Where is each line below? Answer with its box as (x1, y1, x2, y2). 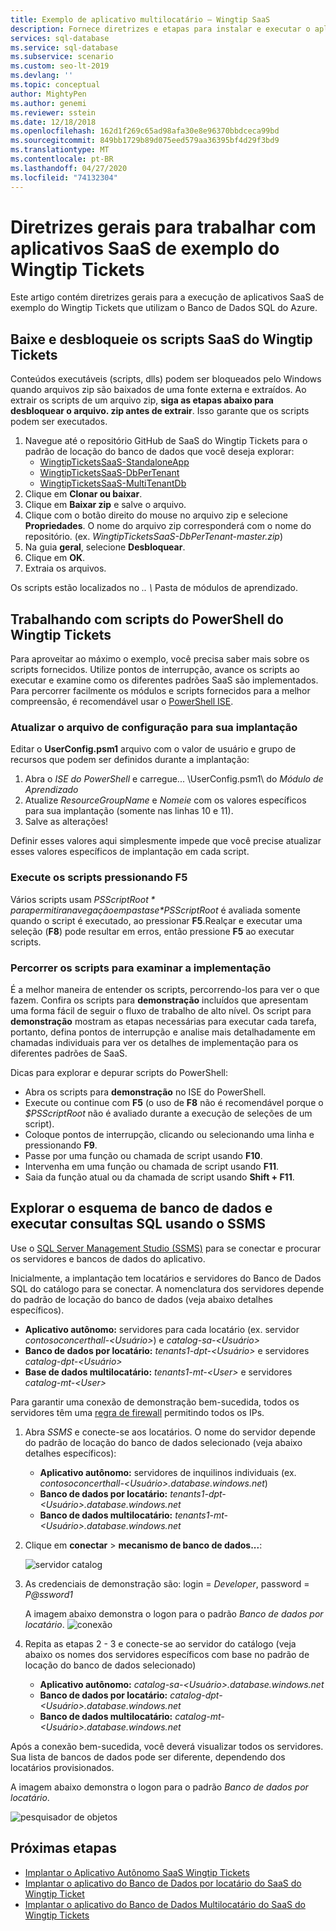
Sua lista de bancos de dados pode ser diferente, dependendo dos (10, 1751, 286, 1763)
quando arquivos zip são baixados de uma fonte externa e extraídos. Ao (10, 384, 307, 396)
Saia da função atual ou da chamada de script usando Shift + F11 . (24, 1171, 295, 1183)
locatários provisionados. (10, 1761, 115, 1773)
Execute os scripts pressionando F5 (10, 871, 188, 885)
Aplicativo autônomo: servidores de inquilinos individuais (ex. (39, 1466, 297, 1478)
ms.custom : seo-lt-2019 (10, 61, 110, 71)
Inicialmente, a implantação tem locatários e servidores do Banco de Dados (10, 1272, 322, 1284)
